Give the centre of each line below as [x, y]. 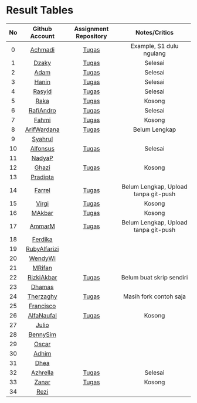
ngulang [154, 53]
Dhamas [43, 286]
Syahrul [43, 139]
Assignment [91, 29]
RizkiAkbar [42, 277]
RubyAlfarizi [43, 248]
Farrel [43, 190]
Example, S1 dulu [154, 46]
